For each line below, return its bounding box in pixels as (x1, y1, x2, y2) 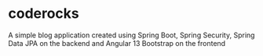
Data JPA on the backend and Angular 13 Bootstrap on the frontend (8, 38, 226, 47)
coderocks (8, 5, 80, 23)
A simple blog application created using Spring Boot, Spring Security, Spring (8, 30, 255, 40)
